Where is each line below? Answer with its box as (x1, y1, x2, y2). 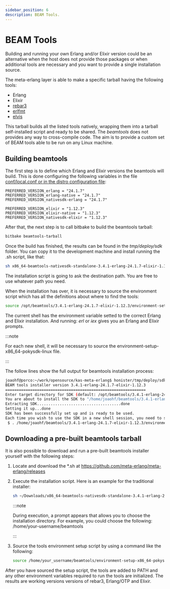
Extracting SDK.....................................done (5, 402, 130, 407)
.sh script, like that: (5, 254, 45, 260)
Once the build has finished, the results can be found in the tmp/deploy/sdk (5, 243, 163, 249)
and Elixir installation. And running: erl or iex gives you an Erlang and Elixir (5, 318, 159, 324)
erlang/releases (12, 468, 46, 475)
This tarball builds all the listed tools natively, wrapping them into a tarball (5, 123, 158, 129)
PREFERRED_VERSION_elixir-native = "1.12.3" (5, 211, 101, 216)
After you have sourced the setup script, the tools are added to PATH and (5, 567, 158, 574)
